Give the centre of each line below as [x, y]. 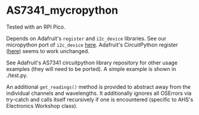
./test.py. [17, 75]
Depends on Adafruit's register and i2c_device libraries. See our [86, 38]
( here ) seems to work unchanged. [48, 51]
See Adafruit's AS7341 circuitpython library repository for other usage [92, 63]
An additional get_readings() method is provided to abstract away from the [98, 86]
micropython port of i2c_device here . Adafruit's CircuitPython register [92, 45]
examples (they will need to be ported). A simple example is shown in [91, 69]
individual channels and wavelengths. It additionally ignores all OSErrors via [99, 93]
